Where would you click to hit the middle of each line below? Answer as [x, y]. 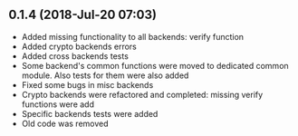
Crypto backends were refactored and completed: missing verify [142, 94]
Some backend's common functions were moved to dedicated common [155, 65]
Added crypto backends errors [79, 46]
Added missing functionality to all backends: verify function [133, 36]
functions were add [58, 104]
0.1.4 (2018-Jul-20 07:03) [83, 15]
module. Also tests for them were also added [105, 75]
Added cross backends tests [75, 56]
